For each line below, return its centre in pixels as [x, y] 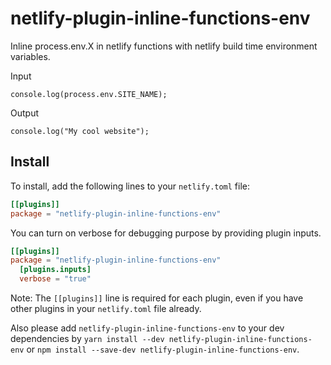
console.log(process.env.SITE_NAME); [89, 94]
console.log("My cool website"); [80, 131]
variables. [30, 56]
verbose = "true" [55, 279]
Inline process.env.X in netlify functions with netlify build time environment [164, 46]
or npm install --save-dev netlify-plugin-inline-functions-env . [163, 349]
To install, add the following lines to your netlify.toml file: [130, 186]
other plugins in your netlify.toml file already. [106, 308]
